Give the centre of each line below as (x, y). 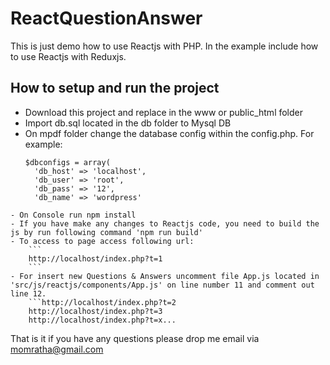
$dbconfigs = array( (67, 162)
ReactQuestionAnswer (106, 18)
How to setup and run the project (115, 88)
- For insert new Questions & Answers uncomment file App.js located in (165, 276)
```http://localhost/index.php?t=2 (102, 302)
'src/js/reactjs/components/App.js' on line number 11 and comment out (162, 285)
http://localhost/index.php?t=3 (95, 311)
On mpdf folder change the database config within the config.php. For (169, 133)
